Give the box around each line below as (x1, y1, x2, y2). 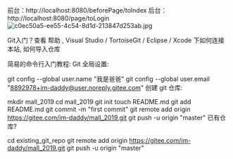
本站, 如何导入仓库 (7, 45, 61, 53)
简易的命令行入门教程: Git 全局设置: (7, 60, 109, 68)
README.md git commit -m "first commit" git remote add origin (7, 105, 191, 113)
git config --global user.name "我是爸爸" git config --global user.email (7, 75, 210, 83)
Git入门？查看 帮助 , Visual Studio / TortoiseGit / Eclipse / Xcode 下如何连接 (7, 36, 225, 44)
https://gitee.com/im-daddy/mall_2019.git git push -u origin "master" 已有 (7, 113, 220, 122)
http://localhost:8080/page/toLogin (7, 14, 110, 23)
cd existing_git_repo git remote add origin (7, 136, 128, 144)
